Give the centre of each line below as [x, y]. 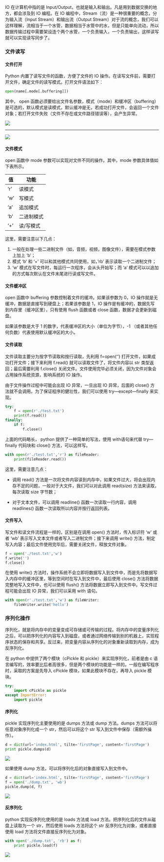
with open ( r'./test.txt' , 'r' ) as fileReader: [52, 454]
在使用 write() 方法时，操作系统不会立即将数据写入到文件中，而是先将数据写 [81, 573]
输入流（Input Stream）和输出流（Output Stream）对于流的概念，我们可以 [84, 19]
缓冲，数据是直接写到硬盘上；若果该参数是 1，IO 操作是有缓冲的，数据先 [78, 304]
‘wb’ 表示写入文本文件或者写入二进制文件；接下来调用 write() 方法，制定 [83, 538]
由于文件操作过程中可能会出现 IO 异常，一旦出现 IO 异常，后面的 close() [77, 385]
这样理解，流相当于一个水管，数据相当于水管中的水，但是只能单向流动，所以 [82, 25]
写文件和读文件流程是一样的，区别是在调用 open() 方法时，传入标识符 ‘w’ [79, 532]
